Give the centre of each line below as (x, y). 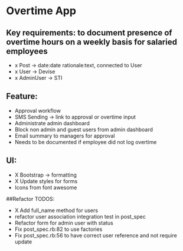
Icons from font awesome (46, 187)
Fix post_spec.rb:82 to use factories (58, 229)
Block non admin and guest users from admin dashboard (84, 129)
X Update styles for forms (46, 181)
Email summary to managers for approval (65, 136)
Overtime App (41, 11)
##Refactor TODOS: (30, 198)
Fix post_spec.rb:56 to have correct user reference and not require (96, 235)
